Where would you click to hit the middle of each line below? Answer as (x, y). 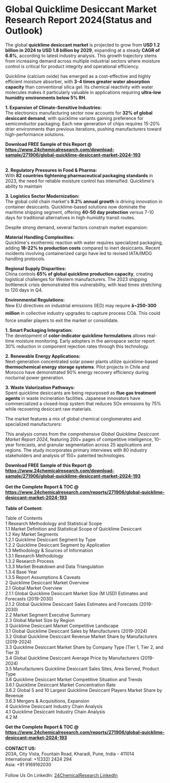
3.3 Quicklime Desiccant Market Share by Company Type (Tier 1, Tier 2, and (84, 647)
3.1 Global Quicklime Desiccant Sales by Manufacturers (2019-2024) (76, 631)
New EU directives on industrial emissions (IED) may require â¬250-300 (81, 305)
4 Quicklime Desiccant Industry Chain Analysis (54, 706)
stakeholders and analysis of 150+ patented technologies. (65, 455)
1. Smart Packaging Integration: (39, 330)
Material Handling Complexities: (40, 237)
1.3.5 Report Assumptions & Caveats (43, 577)
